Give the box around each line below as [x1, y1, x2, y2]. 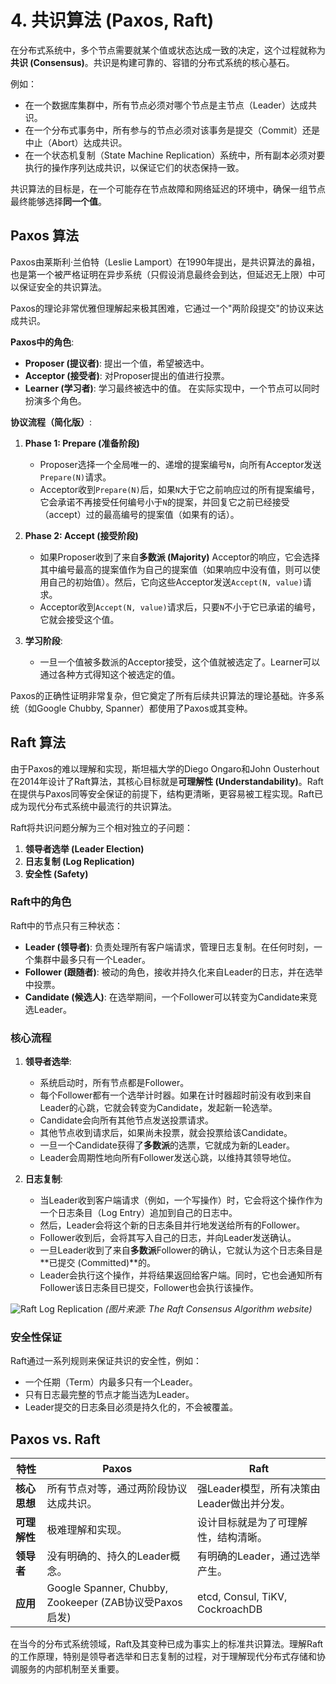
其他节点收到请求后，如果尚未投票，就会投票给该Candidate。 [39, 1127, 293, 1139]
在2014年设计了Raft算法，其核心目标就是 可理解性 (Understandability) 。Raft [10, 775, 324, 787]
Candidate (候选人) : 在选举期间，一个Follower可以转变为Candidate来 [24, 991, 309, 1003]
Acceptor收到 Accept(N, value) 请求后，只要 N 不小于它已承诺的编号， [39, 601, 321, 613]
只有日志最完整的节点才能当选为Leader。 [24, 1389, 195, 1401]
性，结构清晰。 [196, 1531, 268, 1545]
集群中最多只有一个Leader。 [33, 953, 151, 965]
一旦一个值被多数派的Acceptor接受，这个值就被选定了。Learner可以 [39, 656, 321, 668]
